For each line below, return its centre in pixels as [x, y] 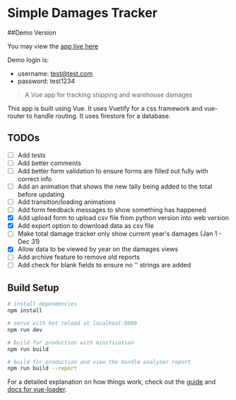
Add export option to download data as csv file [85, 226]
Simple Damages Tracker [82, 13]
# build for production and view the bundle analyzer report [99, 362]
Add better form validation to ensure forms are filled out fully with [113, 171]
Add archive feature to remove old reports [78, 257]
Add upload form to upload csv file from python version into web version [123, 218]
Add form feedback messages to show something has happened [112, 210]
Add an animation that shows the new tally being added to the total [115, 186]
